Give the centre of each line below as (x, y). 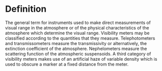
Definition (26, 9)
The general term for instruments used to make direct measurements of (78, 23)
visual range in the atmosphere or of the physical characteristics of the (77, 27)
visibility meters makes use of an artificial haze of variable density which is (81, 59)
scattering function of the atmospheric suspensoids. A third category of (78, 54)
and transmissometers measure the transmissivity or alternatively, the (76, 43)
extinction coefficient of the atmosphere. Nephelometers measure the (76, 48)
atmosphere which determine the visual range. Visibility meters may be (77, 33)
